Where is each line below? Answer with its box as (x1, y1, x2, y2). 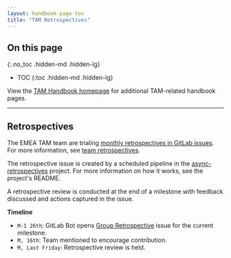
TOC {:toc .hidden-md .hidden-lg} (16, 74, 113, 82)
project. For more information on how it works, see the (49, 166, 203, 175)
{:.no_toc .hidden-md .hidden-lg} (7, 60, 101, 69)
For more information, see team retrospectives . (7, 146, 141, 155)
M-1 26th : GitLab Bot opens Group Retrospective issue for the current (16, 222, 214, 230)
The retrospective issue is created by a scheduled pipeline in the (7, 160, 190, 168)
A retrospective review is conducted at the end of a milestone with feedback (7, 187, 223, 196)
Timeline (7, 208, 33, 217)
